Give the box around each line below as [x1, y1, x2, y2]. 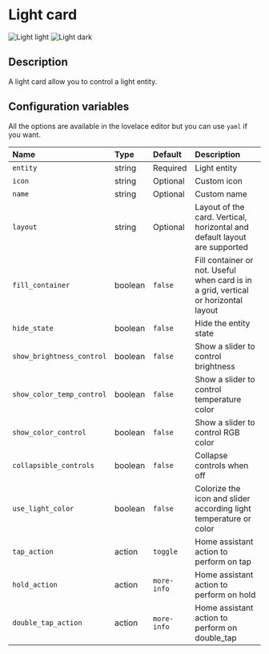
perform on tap [195, 555, 252, 567]
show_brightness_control [12, 351, 107, 361]
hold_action [12, 579, 58, 589]
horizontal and [195, 221, 250, 232]
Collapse [195, 450, 228, 461]
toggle [153, 547, 179, 556]
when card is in [195, 274, 252, 285]
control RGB [195, 426, 240, 438]
